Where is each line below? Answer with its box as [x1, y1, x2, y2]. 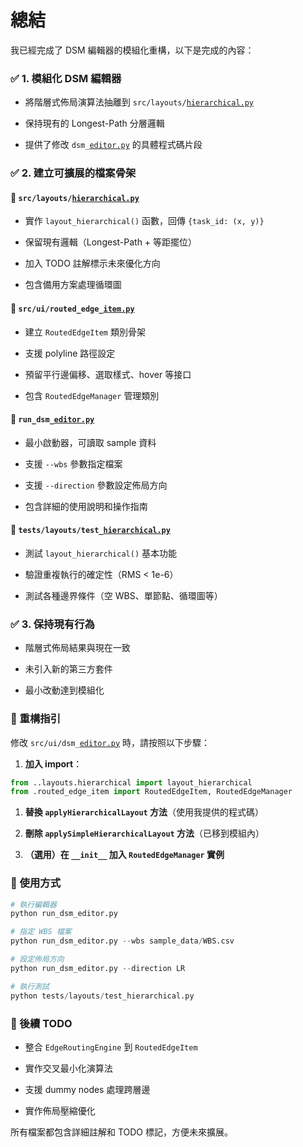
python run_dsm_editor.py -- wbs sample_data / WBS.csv [10, 936, 235, 946]
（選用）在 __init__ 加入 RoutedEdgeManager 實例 [24, 849, 225, 861]
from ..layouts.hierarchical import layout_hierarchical [10, 777, 253, 788]
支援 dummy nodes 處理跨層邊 [24, 1083, 151, 1095]
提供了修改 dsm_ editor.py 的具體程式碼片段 [24, 139, 203, 151]
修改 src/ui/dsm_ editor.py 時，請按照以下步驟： [10, 736, 211, 748]
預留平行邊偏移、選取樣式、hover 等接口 [24, 368, 192, 380]
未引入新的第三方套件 [24, 663, 113, 675]
